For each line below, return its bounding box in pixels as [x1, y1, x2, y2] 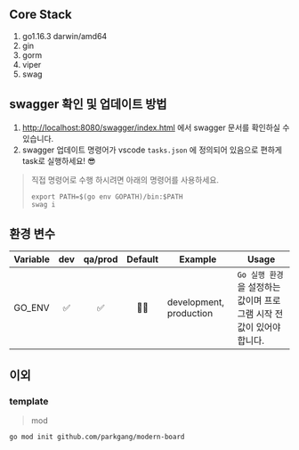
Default [126, 253, 158, 266]
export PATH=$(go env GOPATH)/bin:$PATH [30, 192, 183, 201]
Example [179, 253, 217, 266]
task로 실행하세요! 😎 [21, 155, 96, 166]
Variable [13, 253, 51, 266]
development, [166, 296, 225, 308]
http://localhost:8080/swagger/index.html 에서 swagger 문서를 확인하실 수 [21, 122, 290, 133]
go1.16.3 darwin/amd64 [21, 30, 108, 41]
